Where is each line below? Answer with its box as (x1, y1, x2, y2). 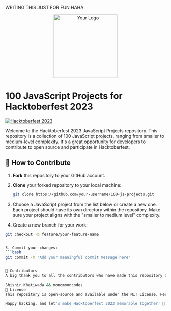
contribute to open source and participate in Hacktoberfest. (5, 144, 130, 150)
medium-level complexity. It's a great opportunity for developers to (5, 138, 146, 145)
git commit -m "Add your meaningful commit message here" (5, 255, 131, 260)
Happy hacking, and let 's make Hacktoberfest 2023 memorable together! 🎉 (5, 301, 165, 306)
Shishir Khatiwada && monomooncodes (5, 282, 83, 287)
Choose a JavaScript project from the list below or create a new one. (12, 201, 157, 207)
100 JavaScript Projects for (5, 90, 123, 102)
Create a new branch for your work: (12, 221, 88, 228)
